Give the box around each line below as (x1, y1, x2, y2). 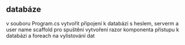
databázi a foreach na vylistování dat (6, 32, 95, 39)
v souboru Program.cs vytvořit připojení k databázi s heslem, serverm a (6, 20, 179, 27)
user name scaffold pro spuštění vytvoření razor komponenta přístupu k (6, 26, 180, 33)
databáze (6, 5, 42, 14)
